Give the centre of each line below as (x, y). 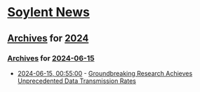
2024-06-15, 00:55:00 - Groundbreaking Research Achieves (105, 73)
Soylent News (48, 12)
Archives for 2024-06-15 (51, 58)
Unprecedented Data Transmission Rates (77, 81)
